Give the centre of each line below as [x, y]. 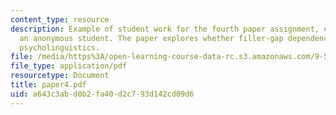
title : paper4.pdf [48, 85]
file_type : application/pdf [69, 66]
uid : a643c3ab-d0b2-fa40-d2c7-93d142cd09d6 [102, 94]
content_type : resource [60, 19]
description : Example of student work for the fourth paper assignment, [165, 29]
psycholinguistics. [60, 47]
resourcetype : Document [60, 76]
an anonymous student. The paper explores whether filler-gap [151, 38]
